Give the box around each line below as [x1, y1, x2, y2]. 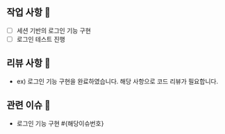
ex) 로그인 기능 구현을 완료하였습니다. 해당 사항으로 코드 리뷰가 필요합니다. [16, 77, 219, 85]
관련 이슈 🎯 [6, 99, 51, 111]
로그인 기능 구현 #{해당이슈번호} [16, 119, 104, 127]
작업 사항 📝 [6, 6, 51, 19]
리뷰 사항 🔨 [6, 58, 51, 69]
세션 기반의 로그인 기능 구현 [16, 26, 92, 35]
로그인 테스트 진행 [16, 35, 65, 43]
